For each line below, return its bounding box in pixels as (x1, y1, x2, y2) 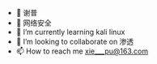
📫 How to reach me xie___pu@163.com (15, 46, 148, 56)
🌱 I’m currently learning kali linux (15, 28, 125, 36)
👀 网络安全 (15, 18, 52, 28)
